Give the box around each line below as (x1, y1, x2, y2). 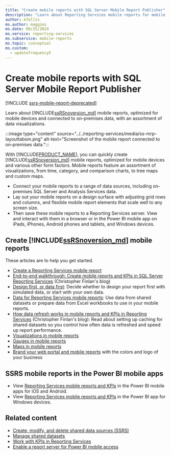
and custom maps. (5, 173, 44, 179)
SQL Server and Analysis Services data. (33, 189, 117, 195)
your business (12, 354, 43, 360)
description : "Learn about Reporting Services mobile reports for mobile (5, 12, 166, 17)
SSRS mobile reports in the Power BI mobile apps (5, 369, 164, 378)
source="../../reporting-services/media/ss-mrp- (57, 131, 157, 137)
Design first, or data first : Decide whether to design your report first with (12, 284, 165, 290)
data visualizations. (5, 121, 46, 127)
